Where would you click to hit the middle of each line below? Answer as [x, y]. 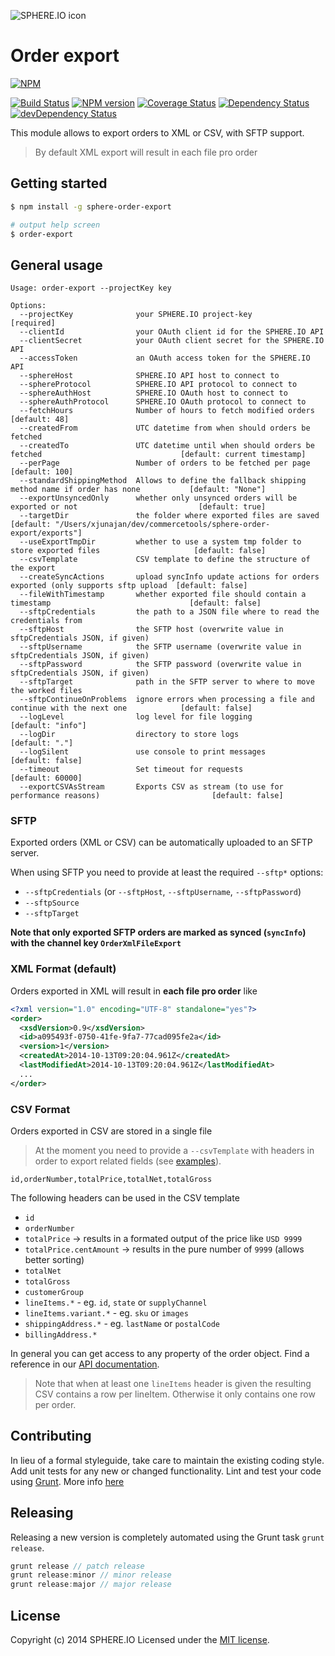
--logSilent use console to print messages [143, 752]
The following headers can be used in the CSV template [125, 1197]
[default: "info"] [48, 726]
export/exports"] [46, 533]
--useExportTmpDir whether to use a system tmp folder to [160, 542]
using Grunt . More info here [67, 1481]
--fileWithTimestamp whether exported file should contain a [163, 595]
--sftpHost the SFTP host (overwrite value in [151, 630]
